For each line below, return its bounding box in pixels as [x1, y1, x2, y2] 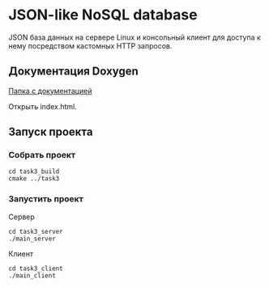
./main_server [8, 235, 57, 243]
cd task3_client [8, 265, 63, 273]
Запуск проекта [8, 125, 93, 139]
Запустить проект [8, 193, 83, 205]
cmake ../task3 [8, 175, 60, 183]
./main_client [8, 271, 57, 280]
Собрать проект [8, 150, 76, 161]
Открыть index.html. [8, 101, 77, 111]
